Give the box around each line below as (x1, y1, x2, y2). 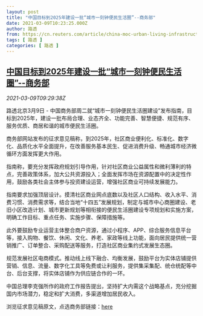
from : (6, 31, 20, 38)
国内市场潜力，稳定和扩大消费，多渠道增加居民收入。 (6, 290, 139, 297)
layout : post (6, 8, 39, 15)
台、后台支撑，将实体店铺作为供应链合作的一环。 (6, 269, 128, 277)
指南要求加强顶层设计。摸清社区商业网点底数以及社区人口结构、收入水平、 (6, 191, 192, 198)
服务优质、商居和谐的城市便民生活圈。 (6, 122, 101, 129)
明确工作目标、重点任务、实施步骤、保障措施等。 (6, 213, 128, 221)
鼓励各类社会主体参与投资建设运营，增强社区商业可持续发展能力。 (16, 178, 181, 185)
